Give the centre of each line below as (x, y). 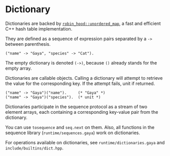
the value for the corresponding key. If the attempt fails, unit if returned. (80, 83)
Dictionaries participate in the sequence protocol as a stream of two (76, 106)
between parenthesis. (28, 44)
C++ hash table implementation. (39, 28)
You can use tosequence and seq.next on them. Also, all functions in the (80, 127)
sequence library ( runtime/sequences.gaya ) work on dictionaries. (73, 133)
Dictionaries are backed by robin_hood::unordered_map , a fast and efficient (83, 23)
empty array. (19, 68)
